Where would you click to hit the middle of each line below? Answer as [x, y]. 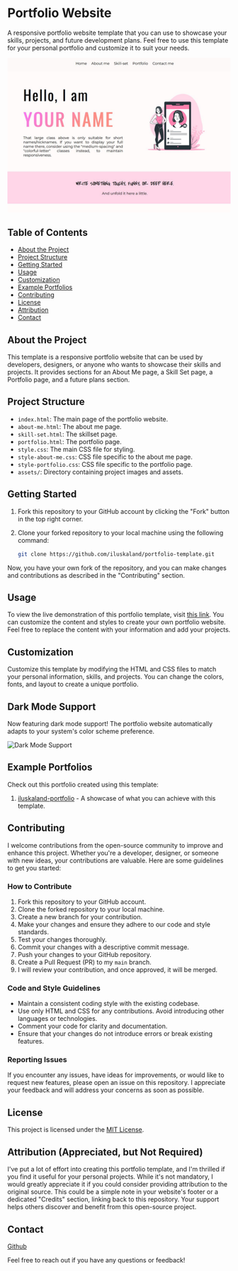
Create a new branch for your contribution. [80, 916]
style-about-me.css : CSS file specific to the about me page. [105, 457]
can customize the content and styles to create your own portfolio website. [117, 622]
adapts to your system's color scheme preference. [81, 731]
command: [33, 540]
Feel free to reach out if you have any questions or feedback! [96, 1260]
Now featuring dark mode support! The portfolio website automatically [110, 723]
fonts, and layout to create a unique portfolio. [73, 684]
